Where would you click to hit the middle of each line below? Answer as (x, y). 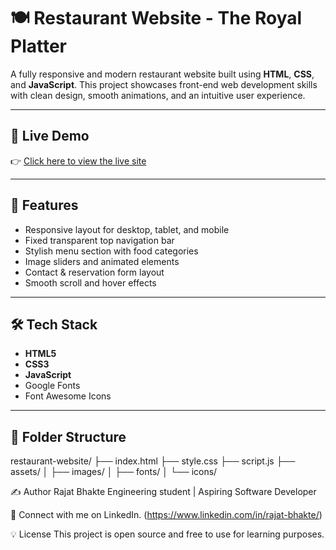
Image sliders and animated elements (102, 261)
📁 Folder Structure (68, 436)
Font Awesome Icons (68, 396)
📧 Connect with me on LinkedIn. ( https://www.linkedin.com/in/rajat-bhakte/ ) (166, 515)
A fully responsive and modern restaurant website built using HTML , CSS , (162, 74)
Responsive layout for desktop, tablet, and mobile (127, 229)
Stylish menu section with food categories (111, 251)
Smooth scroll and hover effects (90, 282)
